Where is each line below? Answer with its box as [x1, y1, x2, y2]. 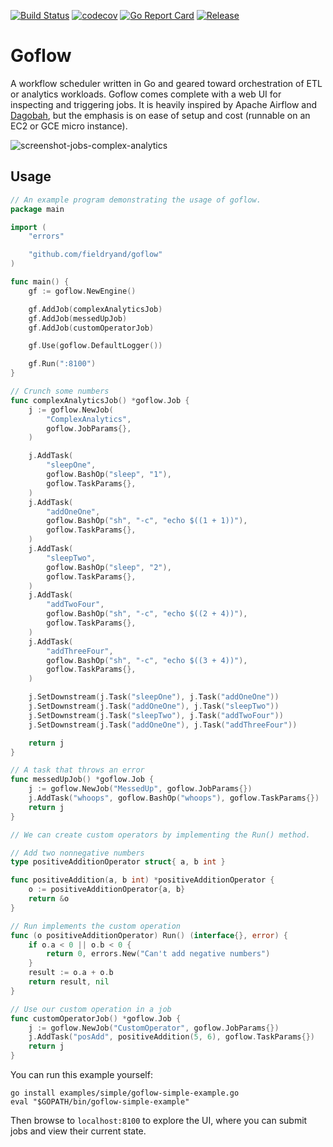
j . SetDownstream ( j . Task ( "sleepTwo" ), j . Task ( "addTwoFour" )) [28, 710, 284, 720]
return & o [28, 894, 70, 904]
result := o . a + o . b [28, 968, 114, 978]
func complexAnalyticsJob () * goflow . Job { [10, 395, 190, 405]
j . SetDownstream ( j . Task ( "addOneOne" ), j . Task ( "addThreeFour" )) [28, 720, 298, 730]
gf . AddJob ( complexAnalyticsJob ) [28, 304, 163, 314]
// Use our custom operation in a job [10, 1004, 172, 1014]
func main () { [10, 277, 70, 287]
